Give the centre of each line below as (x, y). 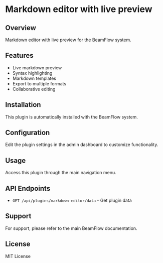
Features (19, 55)
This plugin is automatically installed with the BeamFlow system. (71, 117)
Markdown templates (34, 78)
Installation (23, 105)
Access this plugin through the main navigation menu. (61, 173)
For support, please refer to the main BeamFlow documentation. (71, 228)
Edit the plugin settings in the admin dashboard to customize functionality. (82, 145)
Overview (21, 28)
